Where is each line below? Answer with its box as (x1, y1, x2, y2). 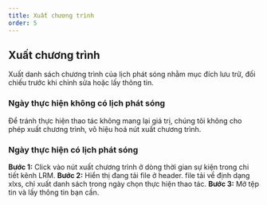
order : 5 (8, 19, 37, 27)
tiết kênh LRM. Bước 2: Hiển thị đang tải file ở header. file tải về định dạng (8, 170, 250, 180)
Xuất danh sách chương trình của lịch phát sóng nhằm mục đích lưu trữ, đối (8, 69, 256, 79)
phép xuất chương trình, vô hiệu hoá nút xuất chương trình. (8, 124, 202, 133)
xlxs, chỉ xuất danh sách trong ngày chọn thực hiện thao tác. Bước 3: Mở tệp (8, 179, 259, 188)
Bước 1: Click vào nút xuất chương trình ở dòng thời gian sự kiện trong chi (8, 162, 249, 172)
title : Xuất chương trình (8, 11, 94, 20)
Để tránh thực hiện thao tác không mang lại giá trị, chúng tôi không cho (8, 116, 242, 126)
